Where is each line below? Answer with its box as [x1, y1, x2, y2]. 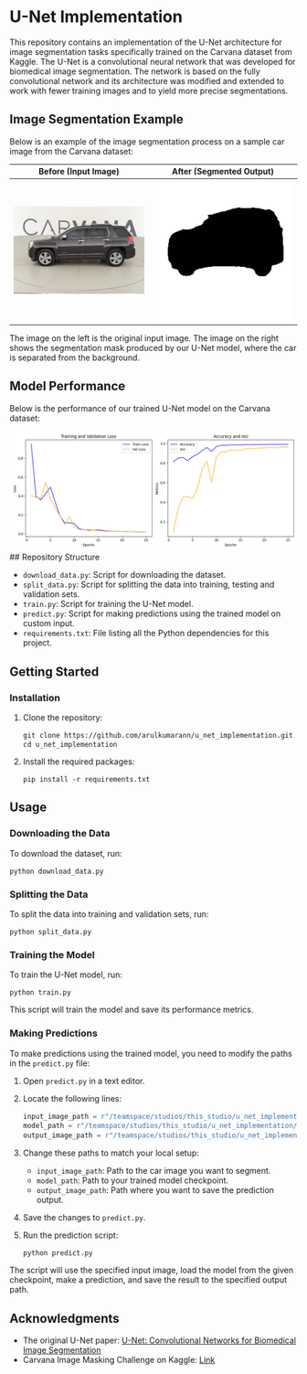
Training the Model [9, 948, 95, 961]
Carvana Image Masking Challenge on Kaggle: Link [22, 1355, 216, 1365]
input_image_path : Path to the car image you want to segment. [36, 1166, 271, 1177]
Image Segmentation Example [9, 112, 185, 127]
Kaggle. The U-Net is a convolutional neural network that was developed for [9, 56, 296, 67]
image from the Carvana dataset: [9, 145, 134, 156]
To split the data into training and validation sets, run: [9, 908, 209, 920]
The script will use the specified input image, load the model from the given [9, 1264, 294, 1276]
